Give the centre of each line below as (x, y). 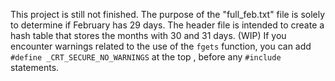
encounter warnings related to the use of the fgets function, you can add (161, 46)
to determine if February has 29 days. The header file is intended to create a (167, 25)
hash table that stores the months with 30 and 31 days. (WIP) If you (148, 35)
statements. (35, 67)
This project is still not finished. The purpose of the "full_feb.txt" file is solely (168, 14)
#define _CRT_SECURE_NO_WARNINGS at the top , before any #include (146, 57)
